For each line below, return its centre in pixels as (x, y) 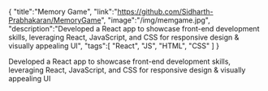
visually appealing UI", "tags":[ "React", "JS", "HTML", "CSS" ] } (114, 46)
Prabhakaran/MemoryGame (55, 20)
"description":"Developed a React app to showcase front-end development (134, 29)
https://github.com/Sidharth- (165, 12)
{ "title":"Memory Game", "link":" (63, 12)
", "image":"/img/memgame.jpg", (156, 20)
